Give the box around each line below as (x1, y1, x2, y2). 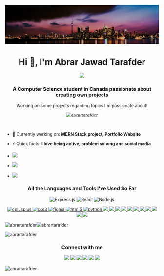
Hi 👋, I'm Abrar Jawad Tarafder (19, 56, 145, 68)
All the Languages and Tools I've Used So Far (27, 185, 137, 192)
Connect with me (61, 244, 103, 251)
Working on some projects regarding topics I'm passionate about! (16, 103, 148, 109)
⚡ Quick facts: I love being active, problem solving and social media (12, 141, 151, 147)
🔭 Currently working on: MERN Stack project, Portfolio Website (12, 131, 141, 137)
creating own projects (55, 92, 109, 98)
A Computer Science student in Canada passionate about (12, 85, 152, 92)
